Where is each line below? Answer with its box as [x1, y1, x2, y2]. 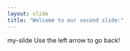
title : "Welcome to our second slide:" [7, 17, 124, 24]
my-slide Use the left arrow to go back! [7, 36, 121, 44]
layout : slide [7, 10, 49, 17]
